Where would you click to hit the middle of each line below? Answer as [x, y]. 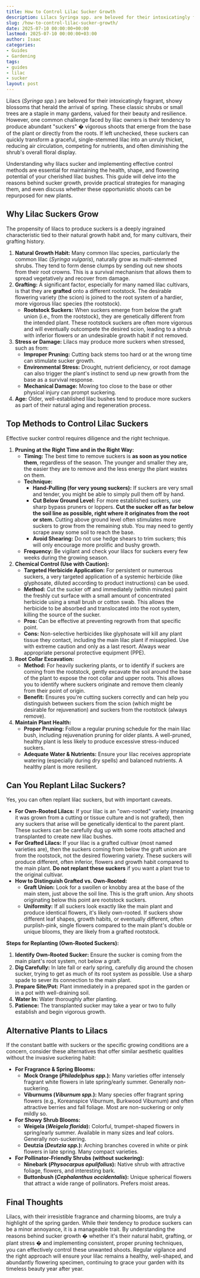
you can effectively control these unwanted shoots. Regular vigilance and [96, 1250]
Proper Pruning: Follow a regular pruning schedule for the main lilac [107, 728]
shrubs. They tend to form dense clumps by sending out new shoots [99, 266]
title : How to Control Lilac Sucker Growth [61, 12]
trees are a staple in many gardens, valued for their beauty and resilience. [97, 113]
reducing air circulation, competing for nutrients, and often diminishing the [97, 146]
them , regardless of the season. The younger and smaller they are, [106, 462]
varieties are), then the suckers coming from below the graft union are [101, 849]
